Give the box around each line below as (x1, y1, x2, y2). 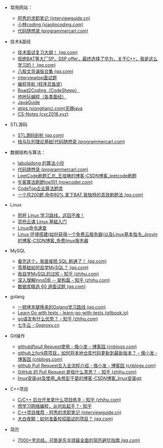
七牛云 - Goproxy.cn (17, 322, 60, 328)
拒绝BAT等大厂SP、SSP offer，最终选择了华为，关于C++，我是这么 (17, 56, 158, 62)
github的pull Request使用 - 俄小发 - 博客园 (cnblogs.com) (17, 344, 137, 349)
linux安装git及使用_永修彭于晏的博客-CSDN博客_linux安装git (17, 375, 142, 381)
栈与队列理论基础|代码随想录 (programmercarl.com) (17, 139, 125, 144)
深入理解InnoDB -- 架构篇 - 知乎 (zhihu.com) (17, 277, 110, 283)
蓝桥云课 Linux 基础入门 (17, 219, 67, 224)
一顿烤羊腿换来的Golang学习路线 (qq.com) (17, 304, 106, 310)
